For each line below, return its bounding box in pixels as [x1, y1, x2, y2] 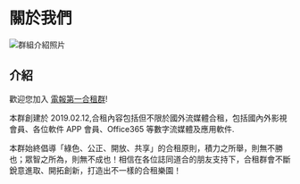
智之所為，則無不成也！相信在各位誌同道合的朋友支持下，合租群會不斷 [32, 154, 291, 164]
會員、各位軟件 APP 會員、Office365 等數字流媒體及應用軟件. [9, 123, 235, 134]
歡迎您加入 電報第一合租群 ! [9, 93, 108, 104]
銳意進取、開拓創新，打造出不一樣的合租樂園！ [9, 164, 181, 175]
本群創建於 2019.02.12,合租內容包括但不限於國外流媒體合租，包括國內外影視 [9, 113, 287, 123]
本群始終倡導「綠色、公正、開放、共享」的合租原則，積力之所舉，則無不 [9, 142, 275, 153]
